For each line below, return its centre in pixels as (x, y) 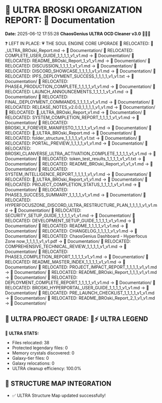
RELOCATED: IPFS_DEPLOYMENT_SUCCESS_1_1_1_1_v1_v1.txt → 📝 (70, 76)
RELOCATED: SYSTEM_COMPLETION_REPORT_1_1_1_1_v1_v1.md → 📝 (72, 117)
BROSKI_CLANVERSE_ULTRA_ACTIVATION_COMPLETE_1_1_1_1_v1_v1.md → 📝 (81, 153)
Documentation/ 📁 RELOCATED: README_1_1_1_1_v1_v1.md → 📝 (67, 226)
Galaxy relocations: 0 (33, 363)
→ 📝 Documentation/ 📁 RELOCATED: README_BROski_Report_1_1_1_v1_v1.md (81, 272)
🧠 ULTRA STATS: (22, 333)
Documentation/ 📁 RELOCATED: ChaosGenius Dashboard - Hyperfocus (76, 236)
